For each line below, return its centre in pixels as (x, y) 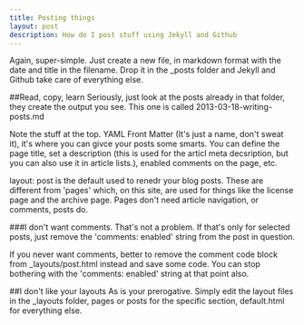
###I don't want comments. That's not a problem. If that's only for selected (150, 227)
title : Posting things (52, 18)
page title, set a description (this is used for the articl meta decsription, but (149, 153)
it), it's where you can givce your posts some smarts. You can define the (145, 144)
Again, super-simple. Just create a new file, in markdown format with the (145, 61)
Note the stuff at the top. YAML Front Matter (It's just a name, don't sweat (147, 134)
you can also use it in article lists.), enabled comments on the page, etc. (144, 163)
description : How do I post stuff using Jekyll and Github (123, 34)
